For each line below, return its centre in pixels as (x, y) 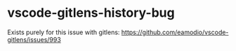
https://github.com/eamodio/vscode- (175, 32)
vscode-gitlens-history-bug (91, 13)
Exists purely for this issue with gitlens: (64, 32)
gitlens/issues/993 (34, 39)
